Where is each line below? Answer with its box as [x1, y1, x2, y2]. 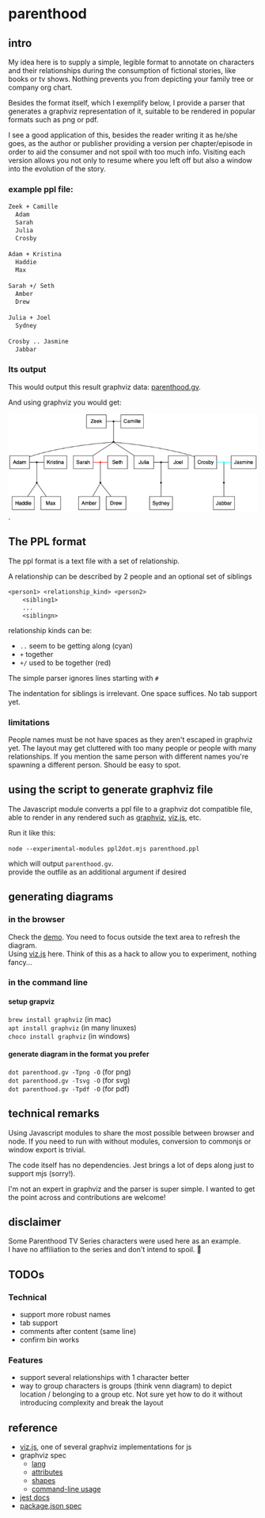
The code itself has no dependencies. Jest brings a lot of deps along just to [8, 1160, 255, 1170]
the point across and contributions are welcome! [8, 1192, 166, 1202]
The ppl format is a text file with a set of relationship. [8, 556, 180, 566]
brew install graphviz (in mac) [8, 1014, 112, 1024]
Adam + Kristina [8, 251, 62, 259]
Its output [8, 364, 47, 375]
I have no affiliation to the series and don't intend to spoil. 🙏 [8, 1245, 202, 1255]
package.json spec [19, 1501, 82, 1511]
